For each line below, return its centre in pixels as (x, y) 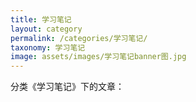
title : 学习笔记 (41, 19)
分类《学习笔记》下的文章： (67, 87)
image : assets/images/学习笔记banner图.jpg (98, 57)
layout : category (46, 29)
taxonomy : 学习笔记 (48, 47)
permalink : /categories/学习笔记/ (79, 38)
